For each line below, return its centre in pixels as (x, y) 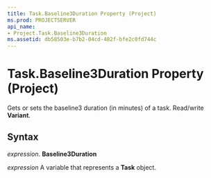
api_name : (22, 26)
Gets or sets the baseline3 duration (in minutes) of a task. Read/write (105, 108)
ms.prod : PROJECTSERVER (42, 20)
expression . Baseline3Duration (52, 154)
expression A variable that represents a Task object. (82, 167)
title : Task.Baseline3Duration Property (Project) (82, 14)
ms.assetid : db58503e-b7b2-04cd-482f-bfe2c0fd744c (82, 40)
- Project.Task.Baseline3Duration (57, 33)
